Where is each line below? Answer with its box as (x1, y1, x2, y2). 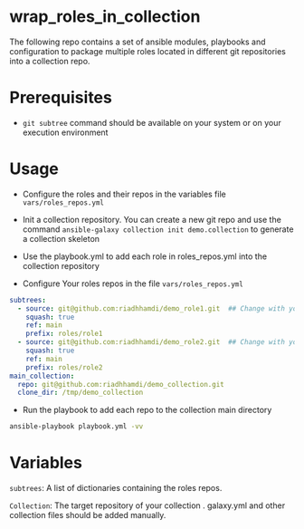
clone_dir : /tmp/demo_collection (17, 388, 144, 398)
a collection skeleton (22, 233, 100, 244)
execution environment (22, 127, 109, 138)
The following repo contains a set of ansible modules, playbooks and (9, 36, 266, 47)
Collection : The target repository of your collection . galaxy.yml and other (9, 500, 286, 511)
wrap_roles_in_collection (9, 6, 201, 27)
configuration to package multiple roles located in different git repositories (9, 45, 287, 56)
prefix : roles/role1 (25, 329, 103, 339)
